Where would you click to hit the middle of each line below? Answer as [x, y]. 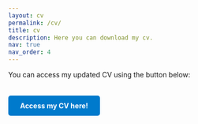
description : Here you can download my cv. [81, 38]
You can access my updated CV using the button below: [99, 75]
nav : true [24, 45]
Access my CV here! [54, 106]
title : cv [24, 30]
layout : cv [26, 15]
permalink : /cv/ [35, 23]
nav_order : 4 [30, 52]
